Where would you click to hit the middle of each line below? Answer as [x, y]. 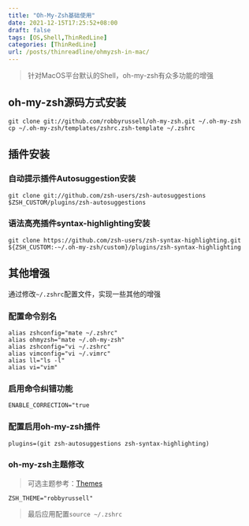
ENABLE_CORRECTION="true [49, 406]
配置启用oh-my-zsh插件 [54, 427]
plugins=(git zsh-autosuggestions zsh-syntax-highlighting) [109, 443]
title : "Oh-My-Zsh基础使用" [52, 15]
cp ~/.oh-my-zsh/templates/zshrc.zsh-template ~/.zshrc [102, 128]
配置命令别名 [33, 316]
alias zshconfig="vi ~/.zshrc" [59, 346]
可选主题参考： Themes [65, 483]
